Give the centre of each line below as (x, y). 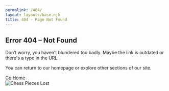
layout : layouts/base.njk (33, 15)
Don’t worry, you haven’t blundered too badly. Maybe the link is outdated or (85, 53)
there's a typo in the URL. (32, 58)
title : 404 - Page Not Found (36, 19)
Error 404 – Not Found (41, 40)
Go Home (15, 78)
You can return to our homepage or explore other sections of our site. (78, 68)
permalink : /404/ (24, 10)
